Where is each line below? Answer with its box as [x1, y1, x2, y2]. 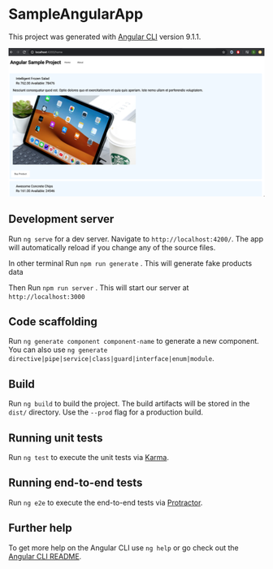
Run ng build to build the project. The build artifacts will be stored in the [8, 399, 250, 409]
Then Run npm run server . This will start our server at [8, 282, 189, 293]
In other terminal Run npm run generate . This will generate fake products [8, 258, 253, 268]
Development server [8, 212, 115, 226]
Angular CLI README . [8, 551, 82, 561]
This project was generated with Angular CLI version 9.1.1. [8, 32, 201, 41]
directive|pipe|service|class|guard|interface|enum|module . [8, 354, 214, 363]
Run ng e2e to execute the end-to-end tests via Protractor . [8, 497, 203, 507]
